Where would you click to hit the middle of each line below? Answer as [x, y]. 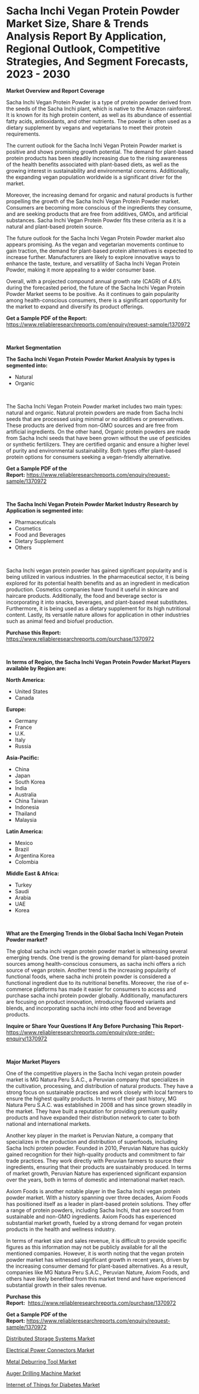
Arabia [23, 897]
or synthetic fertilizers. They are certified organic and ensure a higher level [97, 444]
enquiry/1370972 [27, 1039]
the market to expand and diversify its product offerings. [75, 306]
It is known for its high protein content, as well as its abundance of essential [99, 115]
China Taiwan [31, 801]
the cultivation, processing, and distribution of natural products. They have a [100, 1086]
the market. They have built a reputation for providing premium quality [92, 1111]
